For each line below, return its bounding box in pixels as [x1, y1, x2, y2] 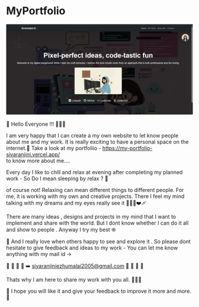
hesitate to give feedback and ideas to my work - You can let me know [6, 244, 178, 251]
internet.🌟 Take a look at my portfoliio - [6, 144, 101, 152]
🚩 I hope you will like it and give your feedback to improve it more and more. [6, 287, 191, 295]
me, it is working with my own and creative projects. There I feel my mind [6, 193, 185, 200]
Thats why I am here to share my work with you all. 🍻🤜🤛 [6, 276, 142, 283]
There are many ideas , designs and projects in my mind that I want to [6, 213, 176, 220]
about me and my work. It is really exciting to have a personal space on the [6, 138, 189, 145]
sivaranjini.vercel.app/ [6, 151, 60, 158]
